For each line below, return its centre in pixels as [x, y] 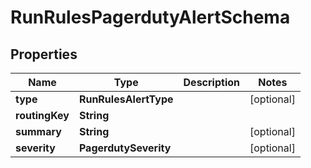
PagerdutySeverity [125, 148]
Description [211, 82]
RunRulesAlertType [126, 99]
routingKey [42, 115]
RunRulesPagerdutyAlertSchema [150, 17]
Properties [44, 54]
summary [38, 131]
